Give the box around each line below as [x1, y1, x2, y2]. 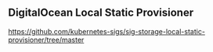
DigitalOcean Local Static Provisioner [8, 6, 194, 19]
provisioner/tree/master [8, 35, 85, 44]
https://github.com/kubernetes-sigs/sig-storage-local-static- [8, 26, 206, 36]
